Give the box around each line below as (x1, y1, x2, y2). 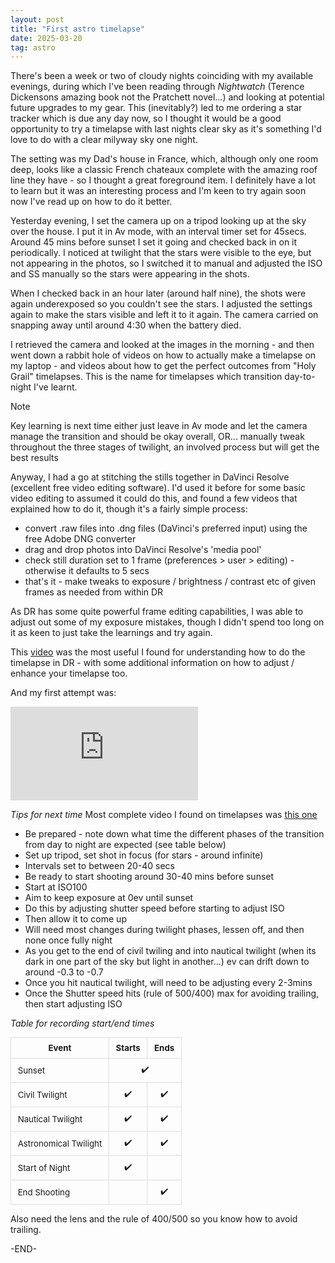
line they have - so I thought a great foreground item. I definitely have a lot (10, 174, 317, 186)
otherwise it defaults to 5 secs (24, 565, 150, 577)
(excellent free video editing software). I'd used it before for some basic (10, 482, 306, 494)
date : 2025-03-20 (10, 33, 83, 43)
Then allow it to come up (24, 913, 127, 925)
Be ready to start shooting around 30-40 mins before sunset (24, 871, 275, 883)
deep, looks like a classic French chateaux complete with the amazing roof (10, 164, 318, 176)
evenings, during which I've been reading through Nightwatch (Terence (10, 81, 305, 93)
